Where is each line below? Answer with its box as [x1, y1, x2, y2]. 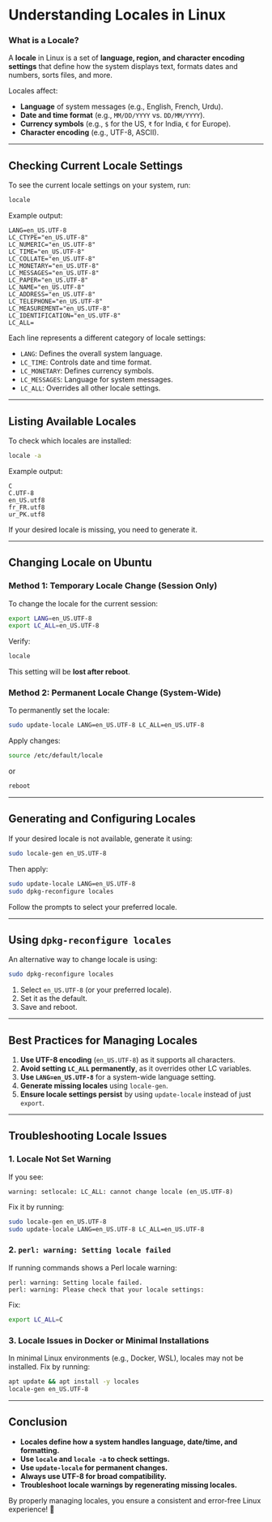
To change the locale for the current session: [8, 598, 159, 608]
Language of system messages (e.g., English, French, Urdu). [19, 101, 223, 111]
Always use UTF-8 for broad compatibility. [19, 1471, 168, 1481]
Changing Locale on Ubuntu [8, 556, 152, 570]
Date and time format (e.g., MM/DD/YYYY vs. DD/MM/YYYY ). [19, 110, 205, 120]
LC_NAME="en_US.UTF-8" [8, 283, 85, 291]
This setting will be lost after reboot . [8, 667, 131, 677]
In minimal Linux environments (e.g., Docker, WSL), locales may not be [8, 1353, 244, 1363]
